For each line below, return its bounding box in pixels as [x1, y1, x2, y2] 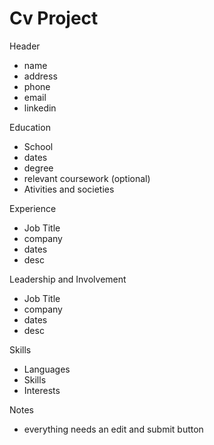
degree [23, 162, 54, 174]
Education [9, 121, 51, 133]
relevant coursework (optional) [23, 172, 151, 184]
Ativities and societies [23, 183, 115, 195]
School [23, 140, 54, 152]
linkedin [23, 102, 57, 114]
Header [9, 40, 41, 52]
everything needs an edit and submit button [23, 423, 204, 435]
